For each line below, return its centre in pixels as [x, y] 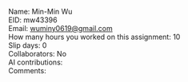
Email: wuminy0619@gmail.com [61, 28]
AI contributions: [36, 62]
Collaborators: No [37, 54]
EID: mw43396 [33, 20]
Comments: [27, 70]
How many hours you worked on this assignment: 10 [94, 37]
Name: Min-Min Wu [40, 12]
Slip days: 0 [28, 45]
